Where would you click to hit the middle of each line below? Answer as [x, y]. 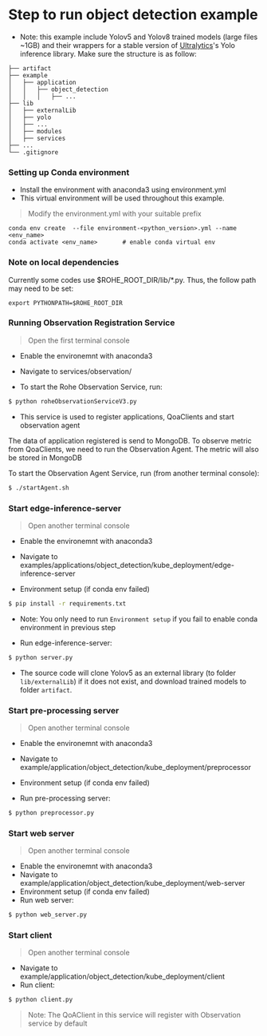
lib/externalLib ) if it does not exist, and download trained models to [133, 681]
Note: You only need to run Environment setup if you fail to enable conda [139, 619]
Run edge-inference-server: [66, 643]
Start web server [41, 833]
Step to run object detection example [133, 15]
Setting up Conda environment [69, 172]
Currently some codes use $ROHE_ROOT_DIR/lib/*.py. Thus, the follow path [132, 280]
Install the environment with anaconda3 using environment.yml [123, 190]
